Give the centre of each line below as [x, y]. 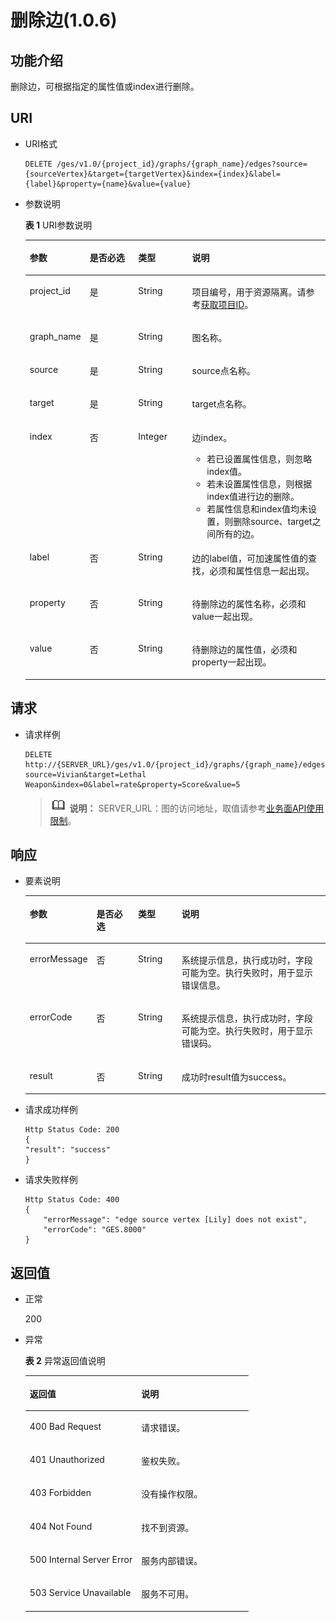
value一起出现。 [224, 617]
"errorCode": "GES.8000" [95, 1230]
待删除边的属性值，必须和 [244, 650]
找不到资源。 [168, 1527]
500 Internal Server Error [81, 1559]
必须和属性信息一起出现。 [262, 570]
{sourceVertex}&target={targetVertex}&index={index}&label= [152, 174]
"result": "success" [67, 1150]
